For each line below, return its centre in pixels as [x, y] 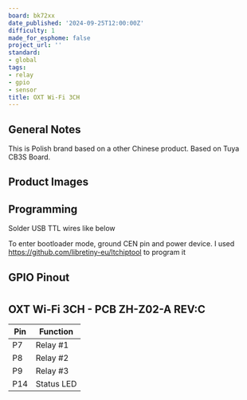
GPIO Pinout [39, 277]
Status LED [56, 384]
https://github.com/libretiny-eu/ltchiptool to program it [97, 253]
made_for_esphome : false [49, 38]
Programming [43, 209]
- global [23, 61]
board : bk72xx [32, 16]
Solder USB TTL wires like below [62, 229]
